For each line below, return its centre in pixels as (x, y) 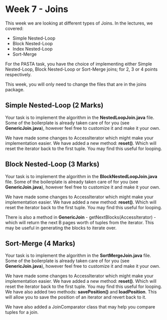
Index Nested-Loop (32, 49)
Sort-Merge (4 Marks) (40, 244)
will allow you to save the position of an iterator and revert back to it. (76, 297)
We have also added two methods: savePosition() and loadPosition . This (81, 292)
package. (15, 89)
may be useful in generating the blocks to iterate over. (61, 228)
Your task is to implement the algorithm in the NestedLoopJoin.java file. (80, 117)
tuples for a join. (22, 312)
